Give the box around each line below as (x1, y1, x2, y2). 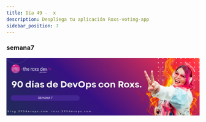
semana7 (6, 43, 35, 52)
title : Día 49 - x (6, 10, 56, 16)
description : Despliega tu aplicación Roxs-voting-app (6, 16, 150, 23)
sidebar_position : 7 (6, 23, 59, 29)
